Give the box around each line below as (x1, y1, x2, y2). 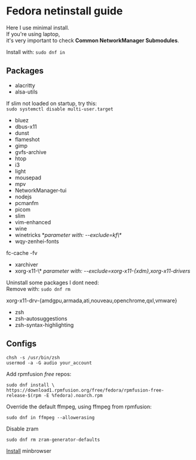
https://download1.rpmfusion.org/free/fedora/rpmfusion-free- (6, 387, 164, 393)
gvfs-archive (14, 148, 47, 155)
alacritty (14, 82, 36, 89)
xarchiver (14, 261, 39, 268)
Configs (6, 339, 37, 349)
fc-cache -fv (6, 249, 38, 256)
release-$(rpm (6, 392, 42, 398)
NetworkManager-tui (14, 187, 67, 194)
